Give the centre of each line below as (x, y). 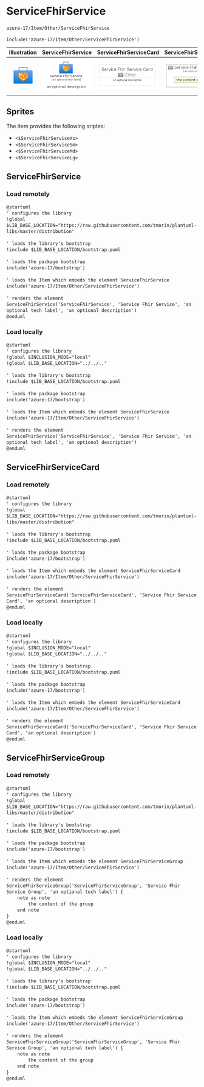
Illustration (23, 52)
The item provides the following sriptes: (56, 126)
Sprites (20, 112)
